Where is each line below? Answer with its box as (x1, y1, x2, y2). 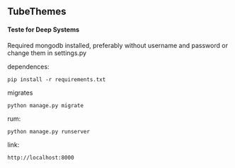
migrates (7, 88, 33, 97)
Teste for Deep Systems (7, 25, 80, 34)
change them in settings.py (7, 49, 87, 57)
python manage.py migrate (7, 102, 84, 109)
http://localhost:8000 (7, 154, 74, 161)
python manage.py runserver (7, 128, 91, 135)
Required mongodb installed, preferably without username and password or (7, 41, 229, 49)
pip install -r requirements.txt (7, 76, 106, 83)
